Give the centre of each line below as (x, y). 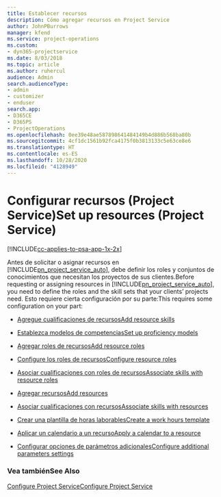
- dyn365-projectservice (42, 52)
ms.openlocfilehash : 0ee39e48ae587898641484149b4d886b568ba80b (99, 135)
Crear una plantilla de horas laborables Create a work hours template (113, 419)
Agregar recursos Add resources (62, 393)
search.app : (24, 109)
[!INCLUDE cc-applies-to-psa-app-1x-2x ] (65, 248)
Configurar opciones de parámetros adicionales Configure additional (113, 446)
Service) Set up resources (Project (105, 215)
